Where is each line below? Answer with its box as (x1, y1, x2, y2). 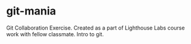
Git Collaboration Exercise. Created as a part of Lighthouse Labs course (6, 24, 186, 31)
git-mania (6, 4, 56, 18)
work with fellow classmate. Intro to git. (6, 30, 104, 37)
